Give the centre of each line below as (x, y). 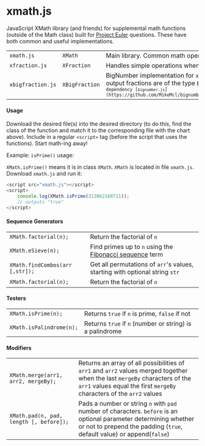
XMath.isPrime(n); (36, 314)
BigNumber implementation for (150, 75)
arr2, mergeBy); (33, 381)
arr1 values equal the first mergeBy (127, 386)
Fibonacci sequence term (127, 254)
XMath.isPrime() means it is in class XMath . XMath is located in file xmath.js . (100, 167)
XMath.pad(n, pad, (36, 416)
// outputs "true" (41, 202)
